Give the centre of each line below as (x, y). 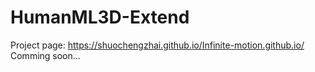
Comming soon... (45, 55)
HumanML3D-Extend (100, 17)
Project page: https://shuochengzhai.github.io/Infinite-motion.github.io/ (157, 45)
